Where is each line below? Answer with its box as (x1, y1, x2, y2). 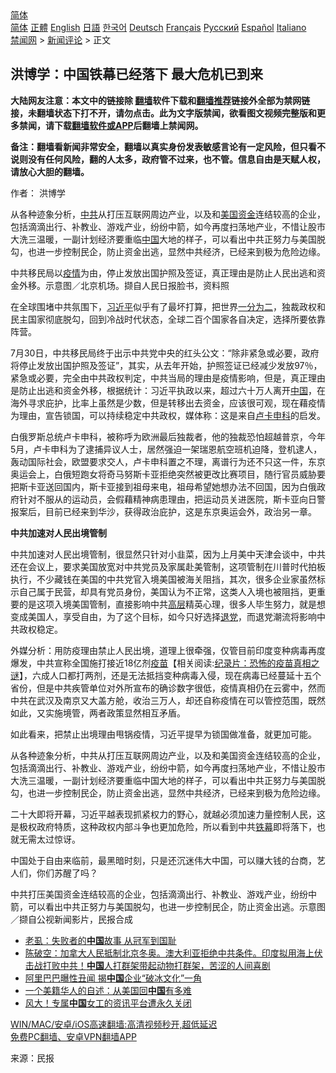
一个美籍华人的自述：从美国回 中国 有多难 (24, 984, 192, 996)
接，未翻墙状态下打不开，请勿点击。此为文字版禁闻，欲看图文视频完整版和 (10, 107, 317, 119)
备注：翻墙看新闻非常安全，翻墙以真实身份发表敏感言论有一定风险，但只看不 (10, 140, 326, 152)
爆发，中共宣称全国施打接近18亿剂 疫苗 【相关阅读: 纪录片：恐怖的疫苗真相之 (10, 657, 320, 669)
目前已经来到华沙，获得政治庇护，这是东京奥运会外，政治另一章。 (44, 505, 317, 517)
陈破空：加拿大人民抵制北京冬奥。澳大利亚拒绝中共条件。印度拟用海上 (24, 947, 315, 959)
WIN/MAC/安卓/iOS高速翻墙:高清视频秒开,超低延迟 (10, 1018, 218, 1030)
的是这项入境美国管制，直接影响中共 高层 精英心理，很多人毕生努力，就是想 (18, 598, 326, 610)
